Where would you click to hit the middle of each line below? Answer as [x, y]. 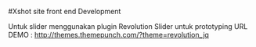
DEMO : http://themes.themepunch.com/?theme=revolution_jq [109, 35]
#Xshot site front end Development [65, 11]
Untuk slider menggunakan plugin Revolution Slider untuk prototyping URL [128, 26]
